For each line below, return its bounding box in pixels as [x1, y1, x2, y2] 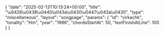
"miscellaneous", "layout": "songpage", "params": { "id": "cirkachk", [5, 15, 143, 20]
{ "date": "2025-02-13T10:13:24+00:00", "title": [5, 4, 101, 10]
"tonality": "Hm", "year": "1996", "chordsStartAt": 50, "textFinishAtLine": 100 [5, 19, 160, 25]
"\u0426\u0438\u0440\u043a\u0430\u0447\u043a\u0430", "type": [5, 9, 144, 15]
